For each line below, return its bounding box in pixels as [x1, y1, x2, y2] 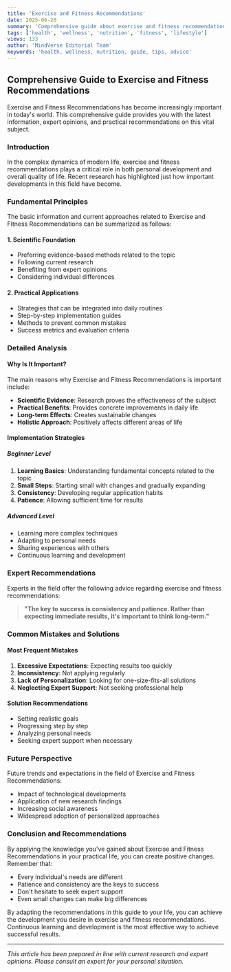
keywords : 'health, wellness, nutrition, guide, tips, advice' [7, 49, 192, 56]
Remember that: [7, 859, 53, 867]
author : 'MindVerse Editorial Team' [7, 42, 112, 49]
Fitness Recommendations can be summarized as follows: [7, 220, 172, 228]
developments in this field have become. [7, 180, 122, 188]
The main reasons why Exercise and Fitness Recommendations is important [7, 375, 221, 383]
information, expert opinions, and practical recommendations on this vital [7, 118, 214, 126]
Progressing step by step [16, 721, 89, 730]
